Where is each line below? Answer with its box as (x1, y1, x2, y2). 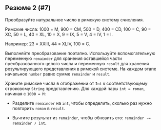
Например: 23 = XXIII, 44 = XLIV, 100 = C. (5, 41, 90, 47)
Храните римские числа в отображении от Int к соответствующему (5, 80, 148, 86)
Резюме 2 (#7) (5, 4, 51, 12)
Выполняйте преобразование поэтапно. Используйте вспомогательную (5, 50, 156, 56)
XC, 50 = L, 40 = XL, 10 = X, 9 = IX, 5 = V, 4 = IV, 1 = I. (5, 31, 113, 37)
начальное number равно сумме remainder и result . (5, 71, 111, 77)
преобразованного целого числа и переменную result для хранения (5, 60, 149, 66)
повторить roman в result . (12, 105, 65, 111)
